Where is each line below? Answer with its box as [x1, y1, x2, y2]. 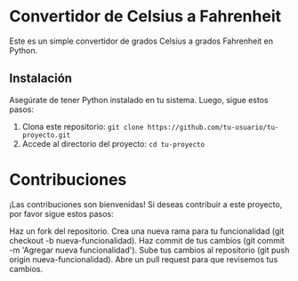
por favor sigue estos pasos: [9, 208, 114, 219]
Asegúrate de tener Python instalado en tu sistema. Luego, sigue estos [9, 94, 269, 105]
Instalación [9, 71, 73, 86]
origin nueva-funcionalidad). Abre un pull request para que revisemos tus [9, 253, 278, 264]
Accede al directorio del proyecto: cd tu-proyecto [21, 138, 205, 149]
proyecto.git [21, 131, 71, 140]
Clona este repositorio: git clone [21, 121, 144, 132]
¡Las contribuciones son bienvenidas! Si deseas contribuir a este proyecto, [9, 198, 283, 210]
